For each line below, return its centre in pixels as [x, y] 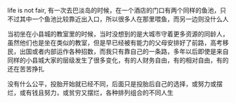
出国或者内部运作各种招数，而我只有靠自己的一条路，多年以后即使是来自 [124, 51]
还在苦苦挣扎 [26, 69]
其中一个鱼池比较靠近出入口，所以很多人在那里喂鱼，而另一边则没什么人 [124, 19]
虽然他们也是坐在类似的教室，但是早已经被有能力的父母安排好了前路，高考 [115, 43]
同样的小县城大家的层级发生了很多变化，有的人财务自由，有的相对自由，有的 [118, 60]
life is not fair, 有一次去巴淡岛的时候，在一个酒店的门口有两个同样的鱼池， [114, 10]
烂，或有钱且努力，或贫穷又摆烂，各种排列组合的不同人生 [90, 92]
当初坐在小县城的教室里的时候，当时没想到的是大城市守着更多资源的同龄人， [118, 34]
